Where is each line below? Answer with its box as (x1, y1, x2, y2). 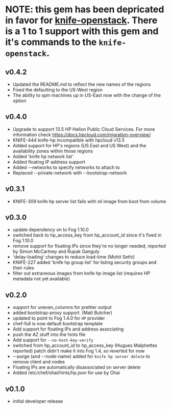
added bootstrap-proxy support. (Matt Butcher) (12, 309, 113, 316)
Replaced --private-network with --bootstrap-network (12, 169, 127, 176)
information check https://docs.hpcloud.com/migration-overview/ (12, 131, 151, 138)
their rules (12, 265, 34, 271)
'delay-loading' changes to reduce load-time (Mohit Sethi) (12, 254, 135, 260)
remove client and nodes (12, 359, 65, 365)
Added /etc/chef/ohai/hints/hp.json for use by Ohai (12, 369, 120, 376)
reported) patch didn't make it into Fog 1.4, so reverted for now (12, 348, 145, 354)
